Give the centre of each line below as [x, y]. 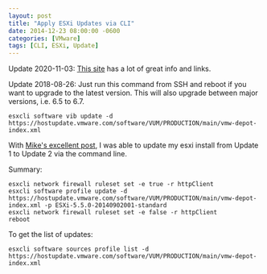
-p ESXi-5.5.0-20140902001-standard [105, 205]
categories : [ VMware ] [45, 38]
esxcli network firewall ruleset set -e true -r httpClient [111, 185]
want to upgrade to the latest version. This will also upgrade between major [133, 93]
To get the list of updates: [51, 235]
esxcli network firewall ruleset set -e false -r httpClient [113, 213]
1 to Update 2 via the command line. [68, 154]
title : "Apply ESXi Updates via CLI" [72, 23]
